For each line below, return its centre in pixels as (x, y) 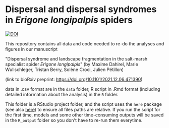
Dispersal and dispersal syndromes (81, 9)
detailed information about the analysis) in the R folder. (62, 94)
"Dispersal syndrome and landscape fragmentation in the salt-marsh (76, 58)
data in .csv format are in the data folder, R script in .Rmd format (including (83, 89)
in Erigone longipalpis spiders (69, 20)
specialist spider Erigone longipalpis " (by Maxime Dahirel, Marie (72, 64)
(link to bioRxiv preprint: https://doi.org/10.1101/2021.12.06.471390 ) (74, 79)
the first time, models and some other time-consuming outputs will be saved (84, 115)
